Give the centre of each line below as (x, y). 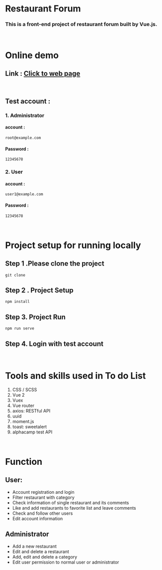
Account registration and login (43, 492)
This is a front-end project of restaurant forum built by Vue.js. (81, 24)
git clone (15, 275)
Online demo (32, 55)
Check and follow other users (42, 513)
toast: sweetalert (30, 427)
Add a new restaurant (35, 546)
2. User (14, 172)
